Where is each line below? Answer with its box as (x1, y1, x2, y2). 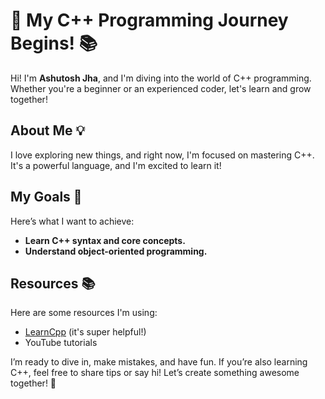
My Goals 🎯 (10, 189, 83, 206)
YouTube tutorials (24, 337, 98, 349)
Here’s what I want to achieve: (10, 215, 135, 227)
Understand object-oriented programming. (24, 245, 208, 257)
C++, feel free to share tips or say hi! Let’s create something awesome (10, 367, 300, 379)
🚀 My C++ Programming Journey (10, 9, 289, 32)
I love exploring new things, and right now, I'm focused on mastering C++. (10, 149, 315, 161)
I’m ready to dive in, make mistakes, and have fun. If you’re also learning (10, 356, 308, 368)
